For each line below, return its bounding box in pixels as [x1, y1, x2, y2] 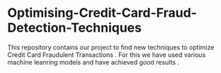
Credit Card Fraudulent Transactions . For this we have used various [7, 51, 206, 59]
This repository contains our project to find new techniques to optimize [7, 43, 215, 51]
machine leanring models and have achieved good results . [7, 58, 179, 66]
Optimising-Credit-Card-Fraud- [7, 5, 197, 21]
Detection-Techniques [7, 20, 142, 36]
